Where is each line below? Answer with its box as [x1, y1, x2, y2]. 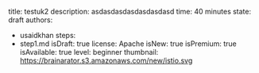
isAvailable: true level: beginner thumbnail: [19, 48, 159, 56]
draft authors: [8, 15, 53, 25]
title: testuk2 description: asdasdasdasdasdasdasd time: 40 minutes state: [8, 7, 252, 16]
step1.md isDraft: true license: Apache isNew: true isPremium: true [19, 39, 237, 48]
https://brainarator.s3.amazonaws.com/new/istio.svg [19, 56, 193, 65]
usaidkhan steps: [19, 31, 76, 40]
